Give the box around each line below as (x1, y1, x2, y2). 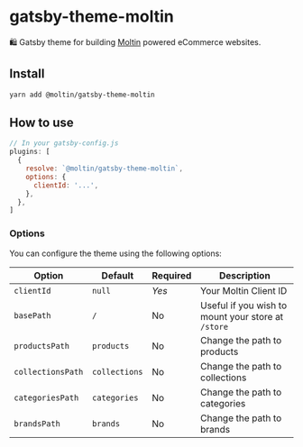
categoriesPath (14, 392, 79, 403)
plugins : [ (9, 147, 50, 157)
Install (9, 66, 45, 82)
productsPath (14, 341, 70, 351)
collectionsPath (14, 367, 84, 377)
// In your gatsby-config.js (9, 139, 119, 148)
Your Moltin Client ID (199, 284, 288, 296)
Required (151, 269, 192, 281)
